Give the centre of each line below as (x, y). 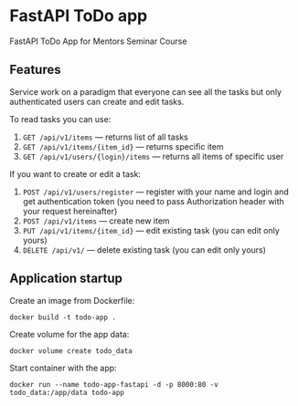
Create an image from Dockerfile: (72, 300)
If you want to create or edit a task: (75, 173)
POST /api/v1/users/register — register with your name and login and (156, 192)
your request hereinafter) (70, 211)
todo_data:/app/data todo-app (67, 392)
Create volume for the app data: (69, 334)
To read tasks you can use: (60, 119)
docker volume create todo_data (71, 351)
